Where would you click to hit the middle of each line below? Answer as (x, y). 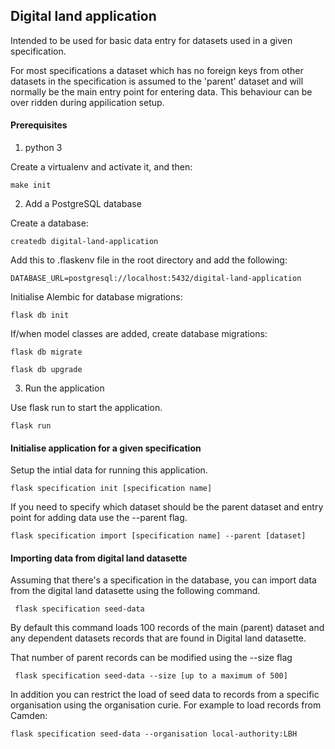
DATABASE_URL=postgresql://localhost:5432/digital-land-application (156, 279)
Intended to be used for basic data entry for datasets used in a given (151, 40)
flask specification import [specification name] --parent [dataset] (158, 536)
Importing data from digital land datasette (99, 558)
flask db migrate (46, 352)
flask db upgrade (46, 370)
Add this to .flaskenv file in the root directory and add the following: (149, 260)
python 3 (43, 148)
